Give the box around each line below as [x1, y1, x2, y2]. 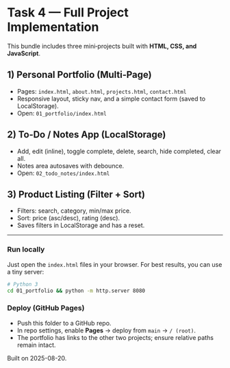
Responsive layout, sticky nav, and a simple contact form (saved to [16, 94, 206, 103]
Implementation [7, 19, 99, 35]
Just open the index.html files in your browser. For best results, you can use [7, 260, 222, 268]
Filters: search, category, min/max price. [16, 207, 131, 215]
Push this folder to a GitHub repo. [16, 319, 112, 327]
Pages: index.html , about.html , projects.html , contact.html [16, 87, 187, 95]
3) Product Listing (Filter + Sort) [7, 188, 146, 200]
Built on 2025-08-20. [7, 354, 67, 362]
